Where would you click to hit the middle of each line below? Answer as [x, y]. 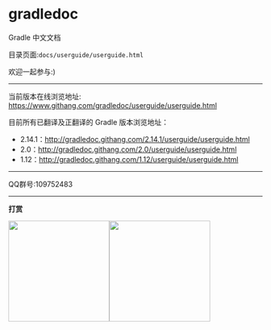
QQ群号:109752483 [41, 184]
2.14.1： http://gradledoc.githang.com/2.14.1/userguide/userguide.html [135, 139]
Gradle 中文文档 [35, 37]
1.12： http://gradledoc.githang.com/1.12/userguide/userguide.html [129, 159]
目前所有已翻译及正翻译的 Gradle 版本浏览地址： [89, 122]
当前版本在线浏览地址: [45, 96]
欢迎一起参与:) [32, 71]
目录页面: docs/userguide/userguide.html [76, 54]
